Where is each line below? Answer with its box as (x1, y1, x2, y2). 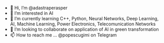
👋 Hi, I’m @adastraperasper (10, 5, 68, 11)
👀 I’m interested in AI (10, 10, 54, 16)
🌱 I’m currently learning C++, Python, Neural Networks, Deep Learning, (10, 16, 159, 21)
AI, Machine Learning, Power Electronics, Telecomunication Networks (10, 21, 156, 27)
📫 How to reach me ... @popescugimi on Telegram (10, 32, 117, 38)
